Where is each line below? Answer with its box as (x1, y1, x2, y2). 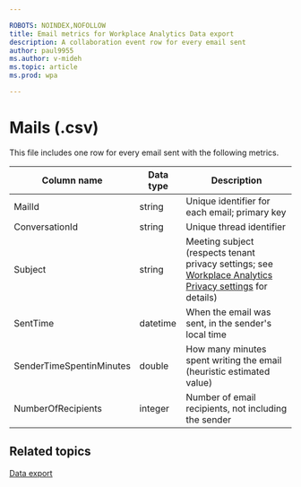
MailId (13, 200, 40, 213)
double (139, 360, 169, 372)
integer (139, 402, 170, 414)
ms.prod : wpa (9, 71, 58, 81)
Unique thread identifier (185, 221, 287, 233)
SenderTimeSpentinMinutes (13, 360, 132, 372)
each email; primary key (185, 205, 287, 218)
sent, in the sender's (185, 317, 271, 329)
